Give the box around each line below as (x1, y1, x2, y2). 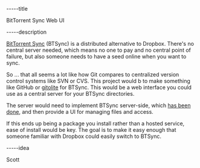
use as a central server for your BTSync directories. (6, 90, 135, 97)
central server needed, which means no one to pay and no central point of (6, 46, 192, 54)
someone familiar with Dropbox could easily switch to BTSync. (6, 132, 162, 140)
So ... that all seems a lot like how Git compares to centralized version (6, 71, 179, 78)
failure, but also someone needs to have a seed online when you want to (6, 53, 187, 60)
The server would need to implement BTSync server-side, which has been (6, 102, 191, 109)
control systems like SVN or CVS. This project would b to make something (6, 78, 190, 84)
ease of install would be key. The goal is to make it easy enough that (6, 126, 176, 133)
